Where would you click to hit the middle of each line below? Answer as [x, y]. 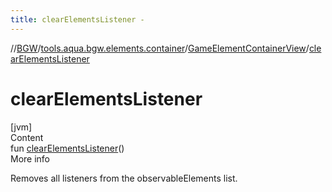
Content [27, 137]
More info [30, 158]
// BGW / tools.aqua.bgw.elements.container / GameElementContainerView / [160, 48]
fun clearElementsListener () [67, 148]
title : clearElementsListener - [77, 19]
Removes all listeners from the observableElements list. [124, 178]
